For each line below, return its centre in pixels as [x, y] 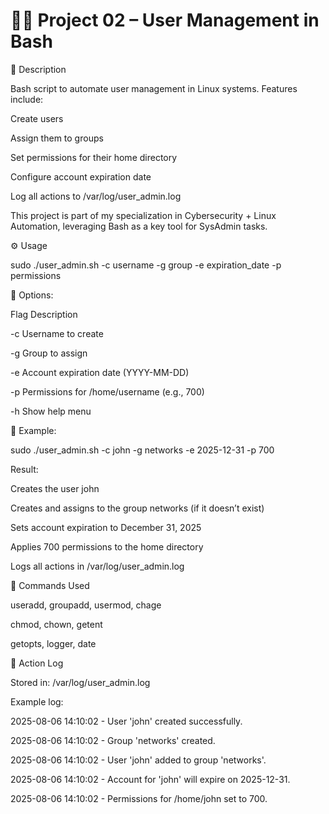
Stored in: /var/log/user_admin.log [80, 682]
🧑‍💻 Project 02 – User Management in [165, 20]
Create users [37, 118]
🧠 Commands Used [50, 585]
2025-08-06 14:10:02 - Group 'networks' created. [113, 740]
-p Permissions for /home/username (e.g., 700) [107, 391]
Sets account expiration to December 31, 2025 [106, 527]
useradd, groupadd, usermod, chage [86, 605]
